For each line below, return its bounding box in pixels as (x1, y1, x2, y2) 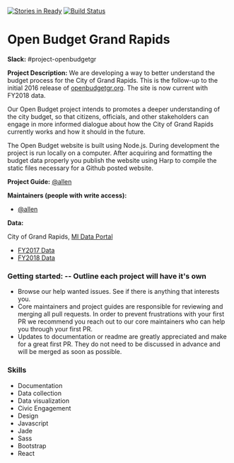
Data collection (17, 389, 62, 397)
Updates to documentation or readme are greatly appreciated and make (17, 333, 228, 341)
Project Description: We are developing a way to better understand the (7, 68, 216, 77)
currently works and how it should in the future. (7, 127, 146, 136)
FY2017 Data (17, 246, 55, 254)
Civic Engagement (17, 404, 71, 412)
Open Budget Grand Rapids (7, 32, 170, 47)
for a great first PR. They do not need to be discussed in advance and (17, 340, 221, 348)
